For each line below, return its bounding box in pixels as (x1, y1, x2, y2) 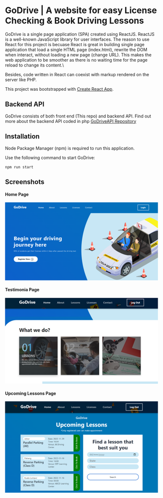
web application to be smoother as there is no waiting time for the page (5, 57, 148, 63)
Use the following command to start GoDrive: (5, 154, 96, 160)
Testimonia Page (5, 287, 40, 293)
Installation (5, 133, 40, 141)
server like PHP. (5, 77, 37, 83)
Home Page (5, 191, 29, 197)
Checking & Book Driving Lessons (5, 15, 144, 26)
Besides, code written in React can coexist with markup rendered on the (5, 71, 149, 77)
